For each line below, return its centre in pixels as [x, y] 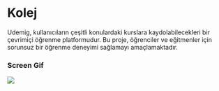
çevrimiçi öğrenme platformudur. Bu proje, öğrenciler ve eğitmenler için [110, 39]
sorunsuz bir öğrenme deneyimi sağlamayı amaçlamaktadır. [92, 47]
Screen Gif [25, 65]
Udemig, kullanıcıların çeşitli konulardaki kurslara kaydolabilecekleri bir [109, 32]
